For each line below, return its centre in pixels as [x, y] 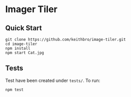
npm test [14, 89]
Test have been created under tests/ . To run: [53, 80]
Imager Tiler [31, 9]
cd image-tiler [21, 44]
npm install [18, 48]
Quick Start [24, 28]
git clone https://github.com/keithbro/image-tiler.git [65, 39]
